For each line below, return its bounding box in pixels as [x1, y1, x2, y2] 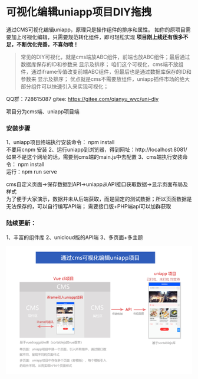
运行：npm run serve [6, 168, 57, 175]
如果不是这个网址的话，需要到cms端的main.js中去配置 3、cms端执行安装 [6, 153, 183, 161]
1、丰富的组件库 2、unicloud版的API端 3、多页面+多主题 [6, 234, 143, 241]
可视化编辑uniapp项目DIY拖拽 [6, 5, 152, 19]
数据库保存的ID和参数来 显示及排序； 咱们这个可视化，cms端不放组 [20, 60, 184, 68]
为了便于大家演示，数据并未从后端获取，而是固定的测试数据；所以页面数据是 [6, 195, 192, 202]
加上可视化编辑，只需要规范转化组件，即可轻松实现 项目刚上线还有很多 [11, 33, 183, 40]
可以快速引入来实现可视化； [41, 83, 109, 90]
